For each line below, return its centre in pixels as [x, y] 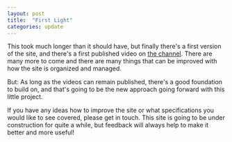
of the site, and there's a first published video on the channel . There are [110, 54]
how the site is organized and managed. [64, 69]
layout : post [26, 14]
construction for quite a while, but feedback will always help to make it [108, 125]
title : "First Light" [40, 20]
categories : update [35, 26]
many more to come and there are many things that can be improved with [112, 61]
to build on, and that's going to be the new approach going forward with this [116, 89]
